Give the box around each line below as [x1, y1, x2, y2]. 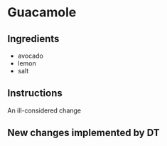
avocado [17, 51, 44, 60]
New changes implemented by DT [7, 127, 160, 139]
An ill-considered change [7, 106, 82, 115]
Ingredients [7, 33, 60, 45]
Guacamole [7, 4, 77, 21]
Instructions [7, 87, 63, 100]
